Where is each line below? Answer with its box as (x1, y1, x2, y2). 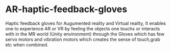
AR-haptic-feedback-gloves (5, 4, 128, 15)
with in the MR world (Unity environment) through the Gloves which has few (5, 31, 165, 37)
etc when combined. (5, 41, 48, 47)
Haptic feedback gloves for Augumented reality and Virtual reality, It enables (5, 20, 166, 26)
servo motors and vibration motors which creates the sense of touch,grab (5, 36, 161, 42)
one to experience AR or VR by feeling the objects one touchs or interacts (5, 25, 160, 31)
